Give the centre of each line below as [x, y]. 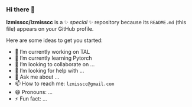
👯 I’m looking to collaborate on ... [55, 64]
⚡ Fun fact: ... [31, 99]
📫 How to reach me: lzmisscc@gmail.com [64, 84]
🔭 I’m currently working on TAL [52, 52]
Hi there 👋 [21, 9]
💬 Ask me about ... [37, 77]
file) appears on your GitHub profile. [50, 29]
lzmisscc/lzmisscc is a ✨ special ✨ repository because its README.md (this [96, 22]
